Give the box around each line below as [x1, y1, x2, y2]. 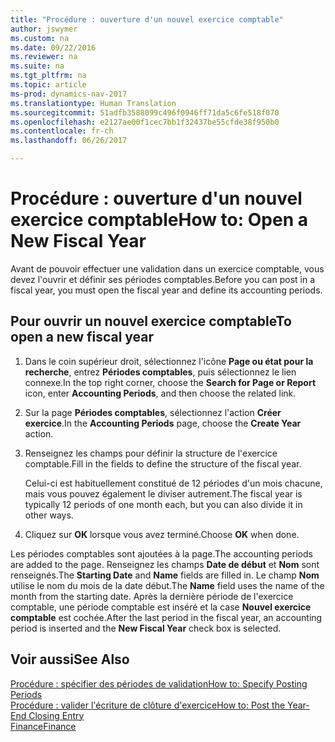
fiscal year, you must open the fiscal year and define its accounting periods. [10, 284, 323, 296]
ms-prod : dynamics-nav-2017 [10, 89, 128, 99]
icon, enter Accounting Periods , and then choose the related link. [24, 387, 297, 399]
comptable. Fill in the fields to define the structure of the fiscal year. [24, 457, 302, 470]
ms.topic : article [10, 80, 87, 90]
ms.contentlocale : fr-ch [10, 126, 114, 136]
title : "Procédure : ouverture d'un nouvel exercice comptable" [10, 14, 284, 25]
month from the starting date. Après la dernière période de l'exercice [10, 590, 294, 602]
